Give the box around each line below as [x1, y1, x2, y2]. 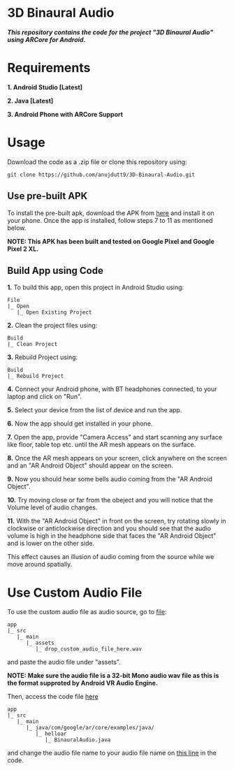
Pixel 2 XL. [7, 245, 39, 253]
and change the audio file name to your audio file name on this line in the [7, 749, 217, 757]
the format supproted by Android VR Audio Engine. [7, 679, 159, 688]
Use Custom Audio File [7, 585, 142, 600]
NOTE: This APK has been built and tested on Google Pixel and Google [7, 237, 215, 245]
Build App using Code [7, 265, 103, 277]
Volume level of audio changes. [7, 503, 98, 511]
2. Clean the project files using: [7, 321, 98, 330]
